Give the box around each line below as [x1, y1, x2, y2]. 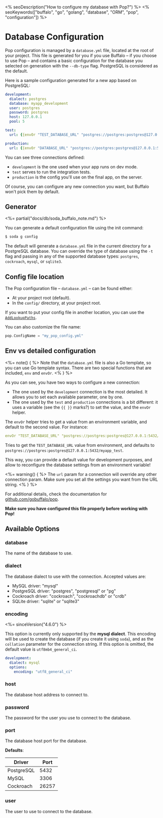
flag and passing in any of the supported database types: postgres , [5, 253, 139, 259]
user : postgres [9, 105, 40, 111]
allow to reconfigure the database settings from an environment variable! [5, 462, 151, 468]
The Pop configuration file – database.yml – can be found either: [5, 286, 132, 292]
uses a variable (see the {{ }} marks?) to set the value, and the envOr [12, 404, 151, 410]
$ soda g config [5, 234, 38, 239]
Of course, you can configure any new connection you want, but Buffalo [5, 183, 149, 189]
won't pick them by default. [5, 189, 60, 195]
